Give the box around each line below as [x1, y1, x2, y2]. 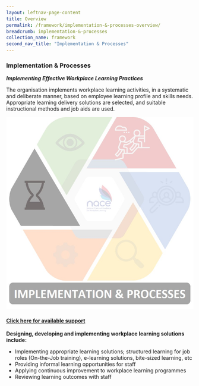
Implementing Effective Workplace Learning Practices [6, 75, 144, 82]
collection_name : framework [6, 34, 76, 41]
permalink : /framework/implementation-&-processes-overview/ [6, 22, 161, 28]
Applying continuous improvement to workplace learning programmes [14, 367, 187, 374]
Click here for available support [6, 317, 86, 324]
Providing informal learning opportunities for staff [14, 360, 136, 368]
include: [6, 337, 27, 344]
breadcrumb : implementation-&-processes [6, 29, 108, 34]
